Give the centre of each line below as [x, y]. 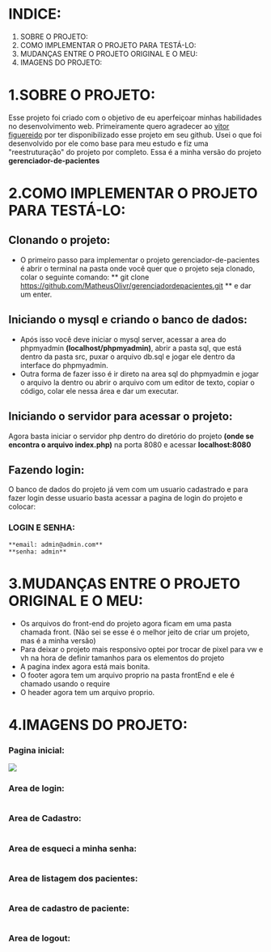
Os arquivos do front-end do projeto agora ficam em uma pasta [126, 623]
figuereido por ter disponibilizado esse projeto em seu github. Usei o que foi [135, 134]
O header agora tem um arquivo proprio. [87, 692]
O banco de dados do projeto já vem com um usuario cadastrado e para [128, 489]
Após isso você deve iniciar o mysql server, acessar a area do [123, 339]
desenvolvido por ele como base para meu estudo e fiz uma [108, 143]
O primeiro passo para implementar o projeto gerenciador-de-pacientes [140, 259]
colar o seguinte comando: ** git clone [85, 277]
